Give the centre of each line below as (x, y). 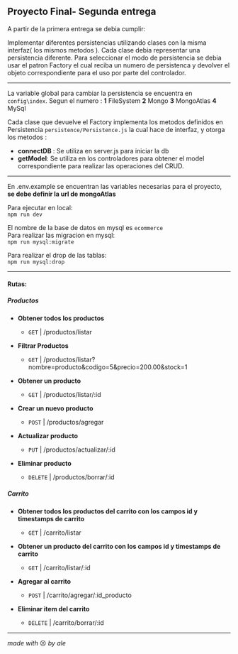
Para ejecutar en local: (40, 207)
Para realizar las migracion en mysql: (61, 235)
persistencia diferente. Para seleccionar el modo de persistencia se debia (114, 58)
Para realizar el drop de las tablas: (57, 255)
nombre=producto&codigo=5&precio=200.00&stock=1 (108, 367)
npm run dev (25, 214)
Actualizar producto (48, 436)
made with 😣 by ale (36, 643)
